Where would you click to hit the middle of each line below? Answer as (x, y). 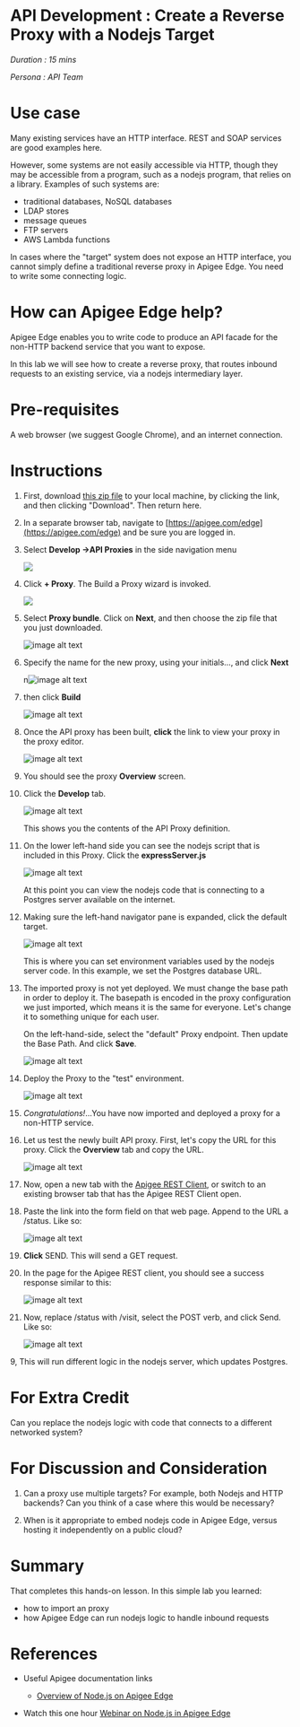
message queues (55, 220)
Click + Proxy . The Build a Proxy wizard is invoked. (117, 583)
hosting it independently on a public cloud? (103, 1530)
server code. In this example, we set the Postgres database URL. (142, 971)
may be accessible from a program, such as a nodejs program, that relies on (151, 174)
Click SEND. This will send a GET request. (100, 1255)
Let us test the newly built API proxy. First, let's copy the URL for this (150, 1139)
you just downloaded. (63, 627)
